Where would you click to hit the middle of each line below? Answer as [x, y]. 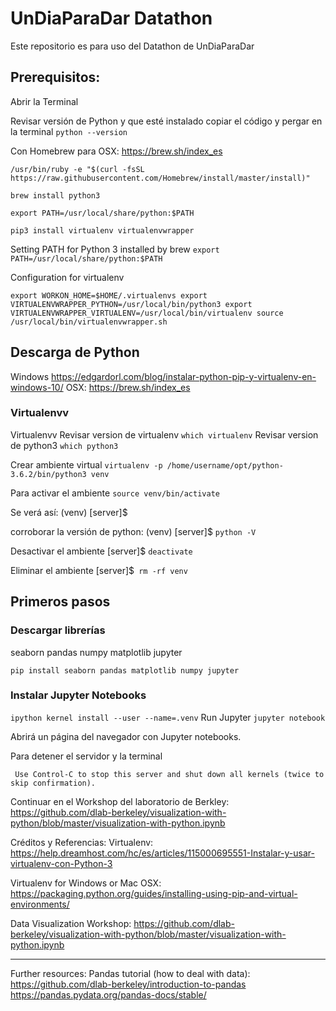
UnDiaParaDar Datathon [111, 18]
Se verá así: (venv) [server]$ [69, 512]
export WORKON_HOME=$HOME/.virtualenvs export [109, 295]
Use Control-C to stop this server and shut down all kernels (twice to [169, 774]
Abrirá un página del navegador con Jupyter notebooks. [126, 736]
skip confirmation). [53, 783]
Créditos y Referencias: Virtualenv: [82, 842]
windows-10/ [37, 387]
